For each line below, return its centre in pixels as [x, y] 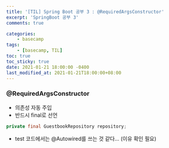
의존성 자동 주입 [33, 107]
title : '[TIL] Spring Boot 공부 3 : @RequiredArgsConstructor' [85, 12]
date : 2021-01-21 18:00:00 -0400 [48, 67]
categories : [21, 34]
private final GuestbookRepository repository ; [67, 126]
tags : [13, 45]
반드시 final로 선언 [36, 115]
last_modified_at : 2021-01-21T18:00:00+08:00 [64, 73]
